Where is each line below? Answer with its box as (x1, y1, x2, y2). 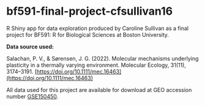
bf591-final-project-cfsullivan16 (6, 4, 173, 18)
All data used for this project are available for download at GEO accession (6, 86, 192, 93)
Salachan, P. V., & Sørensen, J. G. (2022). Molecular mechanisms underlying (6, 55, 199, 62)
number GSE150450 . (6, 93, 59, 100)
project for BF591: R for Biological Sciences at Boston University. (6, 31, 170, 38)
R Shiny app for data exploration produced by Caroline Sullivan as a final (6, 25, 188, 32)
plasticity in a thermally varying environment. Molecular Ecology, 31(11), (6, 61, 187, 69)
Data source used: (6, 43, 54, 50)
